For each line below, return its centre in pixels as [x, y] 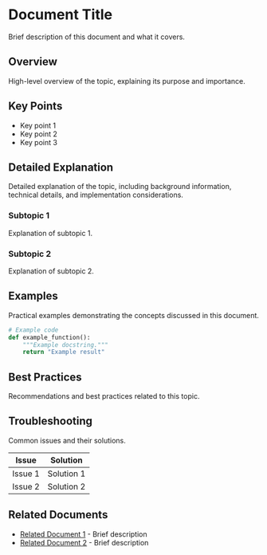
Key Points [35, 106]
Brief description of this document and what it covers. [97, 37]
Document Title [61, 15]
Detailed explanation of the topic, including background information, [120, 187]
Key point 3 [39, 142]
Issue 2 [26, 486]
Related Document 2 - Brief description [84, 542]
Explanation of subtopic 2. [51, 271]
